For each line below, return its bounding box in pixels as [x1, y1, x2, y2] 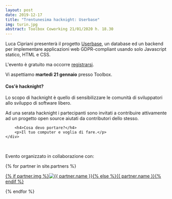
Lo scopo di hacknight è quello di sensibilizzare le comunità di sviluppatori [5, 94, 163, 101]
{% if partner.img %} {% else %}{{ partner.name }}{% [5, 173, 162, 180]
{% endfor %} [5, 188, 35, 195]
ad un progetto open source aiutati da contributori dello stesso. [5, 115, 139, 122]
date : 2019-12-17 [5, 12, 43, 17]
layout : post [5, 7, 33, 13]
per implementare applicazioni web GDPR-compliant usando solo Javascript [5, 46, 167, 52]
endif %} [5, 178, 24, 185]
